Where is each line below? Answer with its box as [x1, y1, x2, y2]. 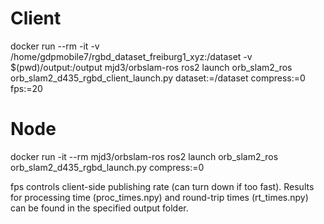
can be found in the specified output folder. [10, 202, 189, 214]
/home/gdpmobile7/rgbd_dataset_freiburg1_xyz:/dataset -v [10, 50, 253, 62]
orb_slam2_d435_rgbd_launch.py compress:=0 [10, 161, 205, 173]
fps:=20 [10, 82, 43, 94]
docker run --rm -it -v [10, 40, 100, 52]
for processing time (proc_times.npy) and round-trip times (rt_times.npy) [10, 191, 309, 203]
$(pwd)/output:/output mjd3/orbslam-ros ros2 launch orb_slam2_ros [10, 61, 293, 73]
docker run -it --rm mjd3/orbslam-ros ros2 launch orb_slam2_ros [10, 150, 279, 162]
